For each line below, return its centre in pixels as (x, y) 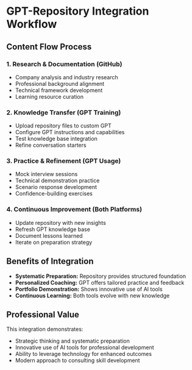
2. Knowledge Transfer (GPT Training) (64, 112)
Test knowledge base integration (56, 139)
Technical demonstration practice (57, 180)
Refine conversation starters (51, 145)
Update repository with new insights (61, 222)
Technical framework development (59, 90)
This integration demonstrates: (45, 329)
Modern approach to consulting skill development (77, 360)
